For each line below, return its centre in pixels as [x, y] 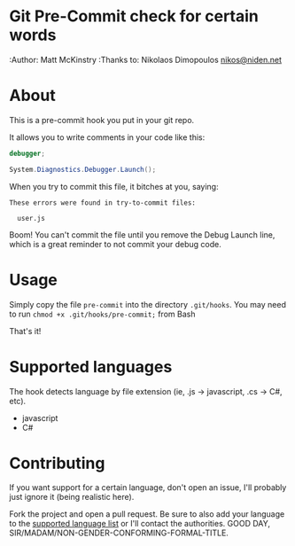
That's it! [25, 331]
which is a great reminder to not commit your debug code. [115, 244]
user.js [31, 218]
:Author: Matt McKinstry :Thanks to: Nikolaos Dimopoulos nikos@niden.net [145, 59]
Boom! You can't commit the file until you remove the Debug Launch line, [142, 234]
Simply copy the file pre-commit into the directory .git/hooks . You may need [147, 304]
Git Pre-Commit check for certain [134, 16]
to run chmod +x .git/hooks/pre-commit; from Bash [102, 314]
